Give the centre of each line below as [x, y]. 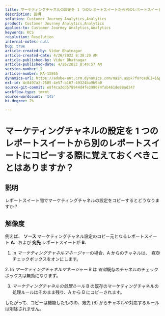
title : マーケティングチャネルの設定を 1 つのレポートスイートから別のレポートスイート [83, 10]
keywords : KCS [20, 32]
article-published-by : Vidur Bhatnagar [46, 60]
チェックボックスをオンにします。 [46, 259]
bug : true [15, 46]
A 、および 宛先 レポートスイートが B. [48, 242]
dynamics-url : [20, 78]
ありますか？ [48, 168]
